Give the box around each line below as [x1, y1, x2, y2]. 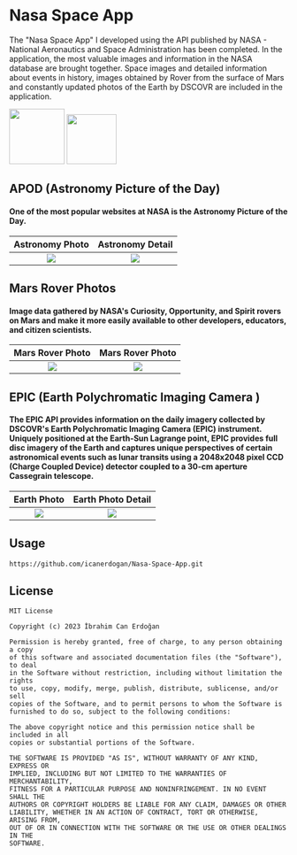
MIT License [9, 607, 53, 616]
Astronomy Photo [13, 238, 90, 250]
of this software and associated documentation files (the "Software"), [9, 653, 283, 662]
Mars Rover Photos [9, 281, 117, 296]
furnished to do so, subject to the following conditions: [9, 707, 232, 717]
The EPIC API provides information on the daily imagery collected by [9, 414, 265, 425]
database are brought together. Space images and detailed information [9, 63, 268, 73]
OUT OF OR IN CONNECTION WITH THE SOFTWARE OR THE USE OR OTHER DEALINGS [9, 824, 287, 833]
